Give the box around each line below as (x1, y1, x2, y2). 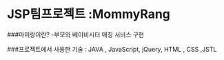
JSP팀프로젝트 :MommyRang (7, 6, 171, 22)
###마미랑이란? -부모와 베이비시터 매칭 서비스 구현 (7, 30, 145, 39)
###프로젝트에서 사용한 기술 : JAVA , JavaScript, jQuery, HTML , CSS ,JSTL (7, 45, 217, 53)
